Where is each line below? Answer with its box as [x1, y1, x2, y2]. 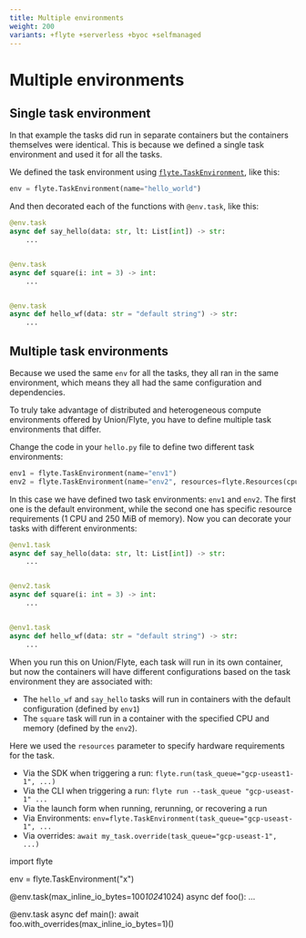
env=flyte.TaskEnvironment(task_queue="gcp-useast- [92, 814, 293, 823]
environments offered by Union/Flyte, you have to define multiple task [9, 413, 271, 424]
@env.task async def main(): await [9, 908, 139, 920]
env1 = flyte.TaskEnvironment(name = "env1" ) [9, 468, 178, 478]
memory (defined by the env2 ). [22, 722, 138, 733]
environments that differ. [9, 423, 102, 434]
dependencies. [9, 386, 66, 397]
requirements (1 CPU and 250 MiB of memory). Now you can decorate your [9, 513, 291, 524]
